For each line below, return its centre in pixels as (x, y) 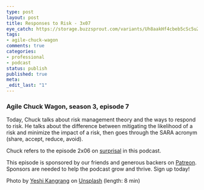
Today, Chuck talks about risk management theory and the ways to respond (101, 120)
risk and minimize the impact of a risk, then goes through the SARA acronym (102, 133)
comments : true (25, 46)
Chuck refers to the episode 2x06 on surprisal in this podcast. (84, 151)
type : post (20, 12)
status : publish (27, 68)
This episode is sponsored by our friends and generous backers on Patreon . (102, 163)
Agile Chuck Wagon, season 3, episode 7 (68, 106)
